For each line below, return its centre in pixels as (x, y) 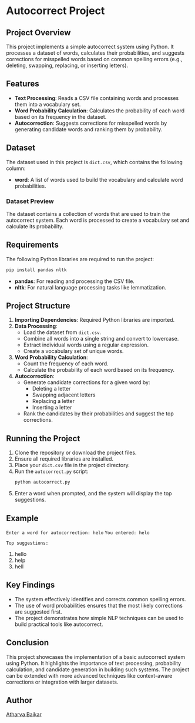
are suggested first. (38, 612)
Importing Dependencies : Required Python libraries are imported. (95, 320)
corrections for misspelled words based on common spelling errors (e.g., (94, 59)
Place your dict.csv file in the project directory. (72, 465)
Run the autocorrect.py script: (51, 471)
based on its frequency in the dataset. (60, 116)
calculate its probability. (35, 226)
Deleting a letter (51, 389)
